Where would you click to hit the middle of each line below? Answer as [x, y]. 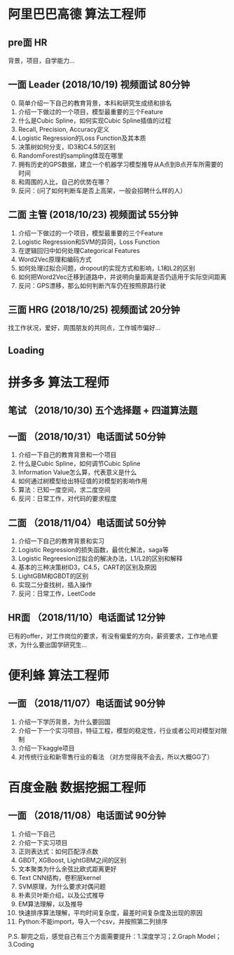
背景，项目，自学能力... [42, 61]
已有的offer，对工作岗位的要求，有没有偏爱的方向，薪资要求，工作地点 [110, 635]
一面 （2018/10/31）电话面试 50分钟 [87, 436]
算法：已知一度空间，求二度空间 [64, 490]
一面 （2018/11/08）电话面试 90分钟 [87, 816]
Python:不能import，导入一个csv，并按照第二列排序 [93, 921]
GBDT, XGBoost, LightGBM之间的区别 [72, 860]
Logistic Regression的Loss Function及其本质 [82, 138]
